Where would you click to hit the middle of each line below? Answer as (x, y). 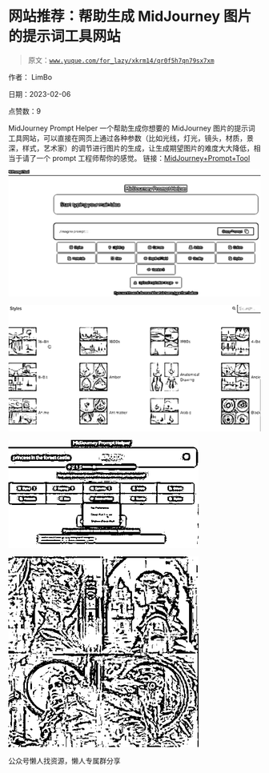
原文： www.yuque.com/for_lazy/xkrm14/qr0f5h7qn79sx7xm (121, 60)
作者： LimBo (30, 77)
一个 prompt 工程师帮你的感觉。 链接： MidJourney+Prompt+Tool (143, 158)
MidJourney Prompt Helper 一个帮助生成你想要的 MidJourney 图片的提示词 (132, 128)
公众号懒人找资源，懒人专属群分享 (64, 760)
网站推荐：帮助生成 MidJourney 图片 (130, 16)
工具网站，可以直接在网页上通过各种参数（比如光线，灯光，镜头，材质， (127, 138)
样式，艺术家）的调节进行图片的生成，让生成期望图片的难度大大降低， (138, 148)
